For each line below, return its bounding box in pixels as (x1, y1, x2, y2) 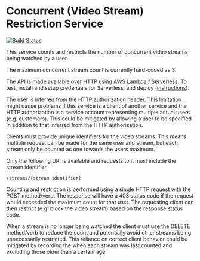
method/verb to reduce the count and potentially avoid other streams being (6, 229, 192, 236)
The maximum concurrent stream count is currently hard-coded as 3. (6, 66, 177, 73)
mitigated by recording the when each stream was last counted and (6, 241, 173, 249)
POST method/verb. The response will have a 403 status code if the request (6, 192, 194, 199)
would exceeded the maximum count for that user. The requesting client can (6, 198, 194, 205)
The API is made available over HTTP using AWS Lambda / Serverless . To (6, 78, 187, 85)
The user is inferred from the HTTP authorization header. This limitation (6, 96, 182, 103)
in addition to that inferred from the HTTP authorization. (6, 121, 143, 128)
